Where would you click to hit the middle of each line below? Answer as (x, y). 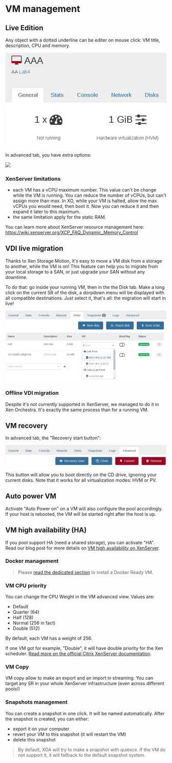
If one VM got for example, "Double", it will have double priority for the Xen (84, 648)
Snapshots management (37, 702)
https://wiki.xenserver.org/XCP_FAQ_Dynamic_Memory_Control (72, 232)
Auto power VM (31, 496)
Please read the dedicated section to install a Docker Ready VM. (85, 572)
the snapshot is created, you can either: (47, 719)
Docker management (32, 561)
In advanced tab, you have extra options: (48, 155)
